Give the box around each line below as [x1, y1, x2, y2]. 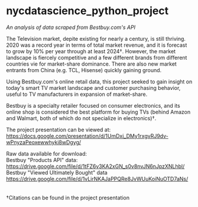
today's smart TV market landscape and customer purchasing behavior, [6, 84, 181, 91]
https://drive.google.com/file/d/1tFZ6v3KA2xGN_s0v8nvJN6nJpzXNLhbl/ [6, 163, 185, 170]
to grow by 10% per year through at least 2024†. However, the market [6, 47, 176, 54]
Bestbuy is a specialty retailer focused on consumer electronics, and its [6, 102, 180, 109]
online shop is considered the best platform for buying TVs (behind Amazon [6, 108, 191, 115]
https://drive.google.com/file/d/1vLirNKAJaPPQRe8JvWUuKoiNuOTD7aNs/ [6, 175, 189, 182]
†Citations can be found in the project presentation [6, 194, 130, 201]
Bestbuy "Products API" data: [6, 156, 78, 163]
